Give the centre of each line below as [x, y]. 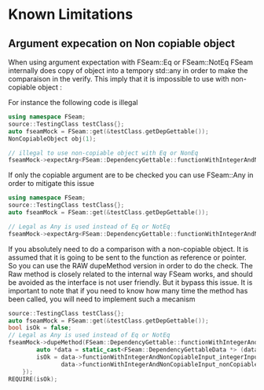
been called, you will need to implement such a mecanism [102, 299]
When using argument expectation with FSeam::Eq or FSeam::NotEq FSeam [131, 62]
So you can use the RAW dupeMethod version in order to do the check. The [130, 265]
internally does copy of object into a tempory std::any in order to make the [128, 71]
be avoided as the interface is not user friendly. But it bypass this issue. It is [130, 282]
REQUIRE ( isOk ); [33, 379]
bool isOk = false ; [40, 328]
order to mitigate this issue [51, 184]
